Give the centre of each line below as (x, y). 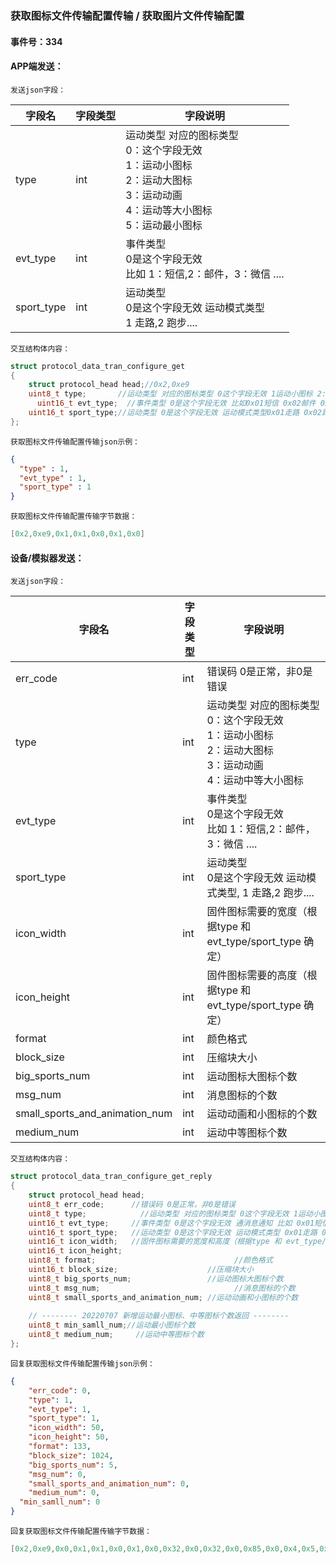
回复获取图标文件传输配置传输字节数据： (81, 1532)
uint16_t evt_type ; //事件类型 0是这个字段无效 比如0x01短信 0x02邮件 (176, 403)
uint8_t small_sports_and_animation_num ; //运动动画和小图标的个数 (163, 1297)
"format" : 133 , (60, 1447)
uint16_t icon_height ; (75, 1251)
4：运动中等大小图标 (255, 780)
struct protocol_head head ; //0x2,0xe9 (109, 385)
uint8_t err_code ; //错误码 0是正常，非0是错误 (132, 1204)
